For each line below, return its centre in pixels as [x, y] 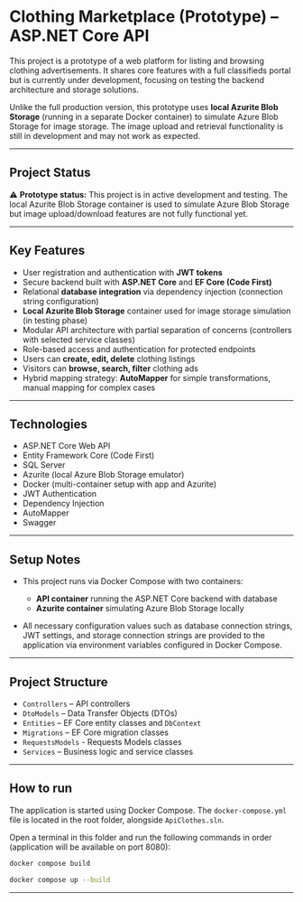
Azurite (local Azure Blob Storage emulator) [103, 475]
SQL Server [44, 465]
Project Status [50, 173]
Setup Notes [45, 559]
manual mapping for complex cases [89, 387]
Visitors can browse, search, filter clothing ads [110, 368]
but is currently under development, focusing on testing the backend [137, 79]
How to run [41, 789]
